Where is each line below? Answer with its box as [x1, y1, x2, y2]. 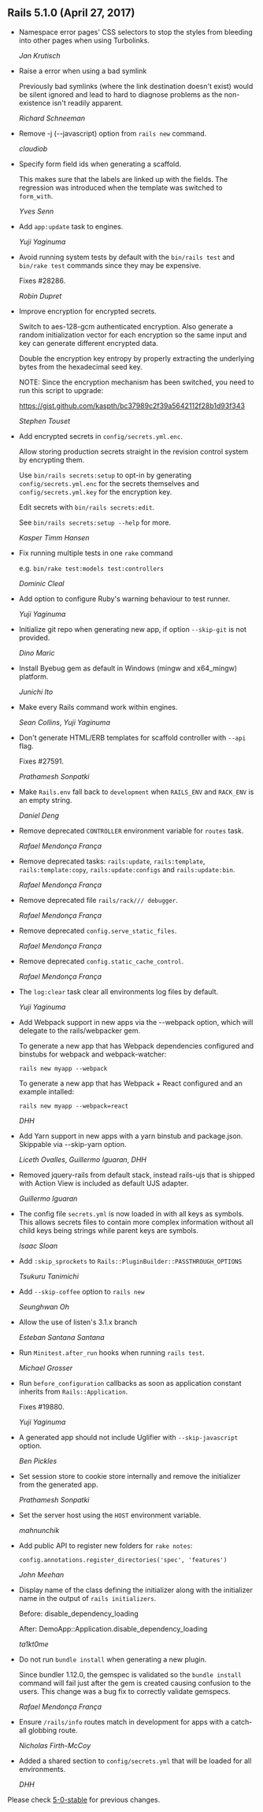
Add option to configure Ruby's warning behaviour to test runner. [18, 594, 231, 603]
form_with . [18, 191, 54, 200]
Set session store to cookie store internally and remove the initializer [18, 1471, 241, 1480]
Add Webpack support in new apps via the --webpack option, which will [18, 1017, 254, 1027]
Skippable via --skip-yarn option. [18, 1139, 127, 1149]
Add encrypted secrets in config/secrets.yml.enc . [18, 431, 183, 440]
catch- [230, 1717, 253, 1726]
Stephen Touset [18, 416, 71, 425]
